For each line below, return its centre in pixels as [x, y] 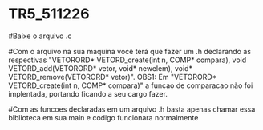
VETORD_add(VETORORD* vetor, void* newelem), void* [100, 68]
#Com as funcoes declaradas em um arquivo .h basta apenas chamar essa [132, 109]
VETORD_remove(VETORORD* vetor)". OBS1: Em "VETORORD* [113, 77]
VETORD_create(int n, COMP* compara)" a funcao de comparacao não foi [131, 85]
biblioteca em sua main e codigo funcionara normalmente [103, 117]
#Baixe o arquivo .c [40, 36]
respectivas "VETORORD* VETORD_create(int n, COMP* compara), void [127, 60]
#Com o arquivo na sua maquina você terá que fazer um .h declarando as [129, 51]
